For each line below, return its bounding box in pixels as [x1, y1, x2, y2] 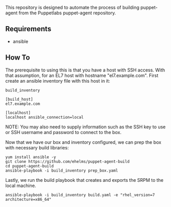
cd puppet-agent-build [5, 163, 54, 168]
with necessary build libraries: [5, 144, 69, 150]
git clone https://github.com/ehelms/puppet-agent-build [5, 159, 130, 164]
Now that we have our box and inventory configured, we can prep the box [5, 139, 162, 145]
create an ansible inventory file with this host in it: [5, 78, 110, 84]
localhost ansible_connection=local [5, 115, 84, 120]
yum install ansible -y [5, 154, 56, 160]
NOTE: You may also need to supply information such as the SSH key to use [5, 123, 166, 130]
